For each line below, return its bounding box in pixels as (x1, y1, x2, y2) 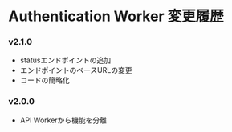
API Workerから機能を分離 (19, 115, 107, 125)
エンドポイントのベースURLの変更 (19, 66, 132, 75)
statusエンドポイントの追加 (19, 55, 111, 65)
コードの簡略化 (19, 75, 70, 85)
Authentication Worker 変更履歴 (8, 7, 225, 26)
